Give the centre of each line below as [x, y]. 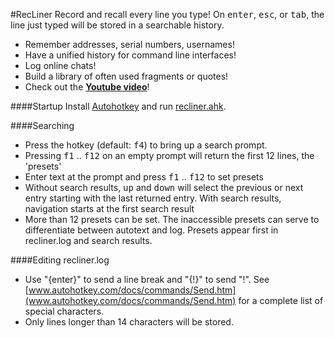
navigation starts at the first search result [109, 208]
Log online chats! [60, 65]
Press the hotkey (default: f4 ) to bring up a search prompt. [146, 145]
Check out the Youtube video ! [87, 87]
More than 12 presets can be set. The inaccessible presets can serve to [172, 219]
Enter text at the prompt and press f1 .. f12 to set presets [144, 177]
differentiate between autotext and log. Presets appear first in [151, 230]
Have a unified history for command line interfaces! [130, 55]
